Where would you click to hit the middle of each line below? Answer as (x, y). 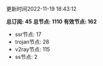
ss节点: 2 (26, 57)
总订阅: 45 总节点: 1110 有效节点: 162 (51, 22)
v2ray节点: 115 (32, 49)
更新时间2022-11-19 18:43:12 (41, 9)
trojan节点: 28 (32, 42)
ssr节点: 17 (28, 34)
